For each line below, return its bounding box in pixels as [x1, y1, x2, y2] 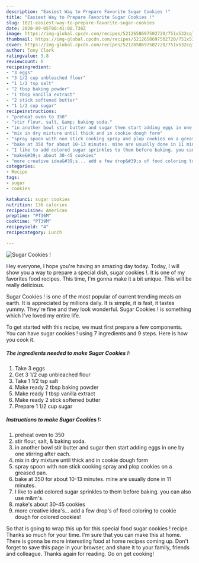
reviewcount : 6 [6, 58, 44, 64]
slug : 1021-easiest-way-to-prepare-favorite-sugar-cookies [6, 20, 155, 26]
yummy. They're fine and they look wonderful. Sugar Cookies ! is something [6, 306, 191, 313]
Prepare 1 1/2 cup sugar [14, 402, 73, 410]
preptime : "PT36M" [6, 213, 52, 219]
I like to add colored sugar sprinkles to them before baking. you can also [14, 488, 191, 495]
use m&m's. [14, 494, 44, 501]
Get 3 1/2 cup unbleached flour [14, 371, 91, 378]
